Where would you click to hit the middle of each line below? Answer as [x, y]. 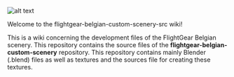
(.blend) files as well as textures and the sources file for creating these [109, 60]
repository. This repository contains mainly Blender [132, 52]
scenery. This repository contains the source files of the [88, 45]
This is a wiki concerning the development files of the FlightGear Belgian [112, 37]
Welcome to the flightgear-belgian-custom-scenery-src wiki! [95, 24]
